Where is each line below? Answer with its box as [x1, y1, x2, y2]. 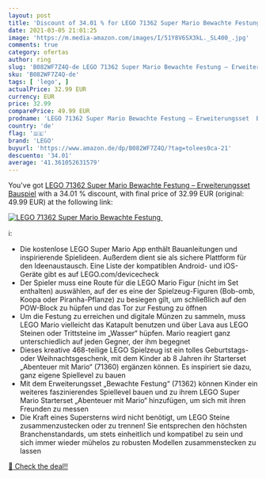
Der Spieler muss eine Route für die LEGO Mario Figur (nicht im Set [19, 278, 239, 287]
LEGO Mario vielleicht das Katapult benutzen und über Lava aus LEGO [19, 320, 249, 329]
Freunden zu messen [19, 405, 89, 414]
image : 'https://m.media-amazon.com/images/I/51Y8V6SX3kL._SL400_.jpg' [8, 33, 249, 42]
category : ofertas [8, 48, 69, 56]
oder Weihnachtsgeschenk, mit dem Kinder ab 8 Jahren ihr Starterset [19, 354, 247, 363]
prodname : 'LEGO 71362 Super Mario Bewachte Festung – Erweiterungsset [8, 115, 249, 123]
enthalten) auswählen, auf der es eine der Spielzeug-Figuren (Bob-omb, [19, 287, 256, 296]
